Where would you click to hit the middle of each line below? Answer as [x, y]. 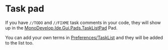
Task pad [25, 9]
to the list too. [19, 42]
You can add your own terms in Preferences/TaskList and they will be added [84, 37]
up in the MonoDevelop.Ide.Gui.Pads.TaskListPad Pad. [61, 27]
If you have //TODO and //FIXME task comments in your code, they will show [83, 22]
